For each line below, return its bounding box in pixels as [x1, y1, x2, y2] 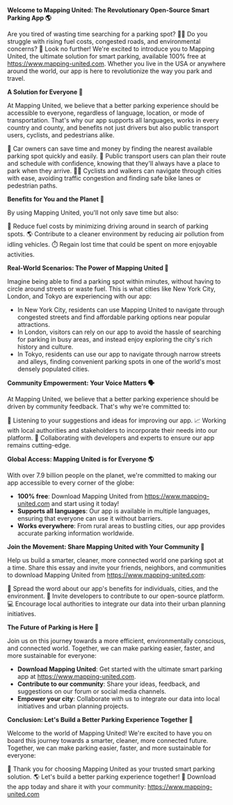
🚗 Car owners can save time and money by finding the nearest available [7, 144, 213, 153]
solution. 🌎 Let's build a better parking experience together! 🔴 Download [7, 773, 217, 781]
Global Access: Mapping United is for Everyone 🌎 [7, 455, 154, 463]
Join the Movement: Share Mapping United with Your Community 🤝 [7, 543, 205, 551]
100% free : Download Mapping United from [17, 492, 144, 500]
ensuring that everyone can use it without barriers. [17, 514, 163, 522]
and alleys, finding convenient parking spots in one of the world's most [17, 358, 221, 365]
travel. [7, 75, 26, 82]
